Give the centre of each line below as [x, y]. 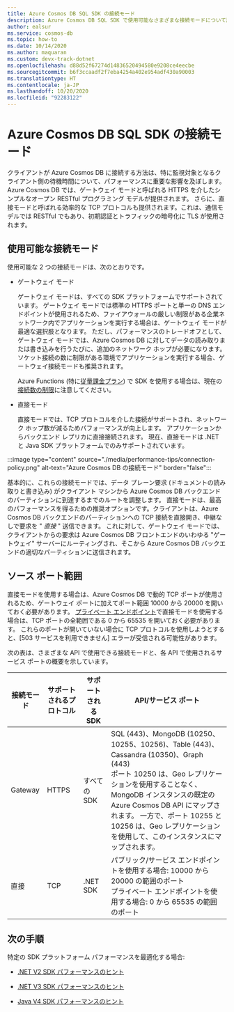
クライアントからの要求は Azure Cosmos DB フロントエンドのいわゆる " [110, 534]
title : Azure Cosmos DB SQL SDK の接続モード [71, 14]
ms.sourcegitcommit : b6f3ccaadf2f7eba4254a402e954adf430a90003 [101, 72]
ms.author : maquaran [37, 53]
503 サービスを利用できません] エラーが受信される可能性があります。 [121, 637]
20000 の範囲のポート [148, 880]
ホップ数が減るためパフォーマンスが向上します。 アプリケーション [120, 428]
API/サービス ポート [167, 700]
